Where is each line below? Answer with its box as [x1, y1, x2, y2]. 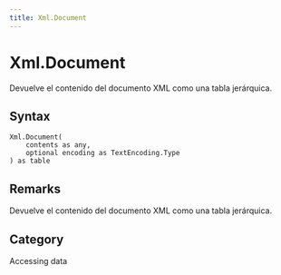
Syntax [9, 108, 51, 123]
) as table [9, 156, 51, 166]
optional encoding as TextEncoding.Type [25, 149, 180, 158]
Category [9, 231, 64, 247]
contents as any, [25, 141, 92, 150]
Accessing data [9, 256, 68, 266]
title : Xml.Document [9, 13, 88, 23]
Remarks [9, 181, 62, 196]
